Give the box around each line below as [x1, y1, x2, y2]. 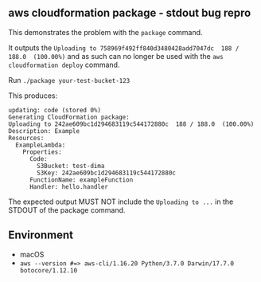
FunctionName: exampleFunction [29, 175, 134, 184]
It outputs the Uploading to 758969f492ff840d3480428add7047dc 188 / [8, 43, 240, 53]
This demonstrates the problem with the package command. [8, 27, 203, 37]
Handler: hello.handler [29, 182, 109, 190]
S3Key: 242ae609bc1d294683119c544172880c [37, 169, 177, 177]
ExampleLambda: [15, 141, 66, 149]
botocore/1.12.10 [19, 266, 78, 274]
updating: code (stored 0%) [8, 106, 102, 114]
